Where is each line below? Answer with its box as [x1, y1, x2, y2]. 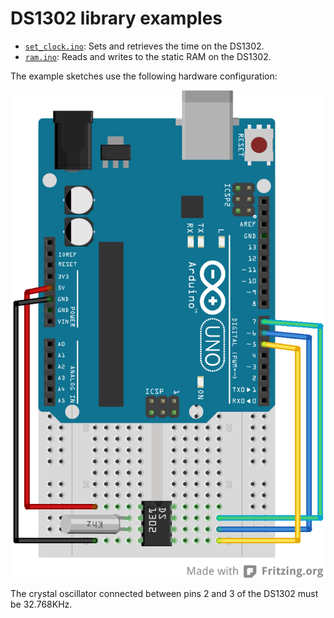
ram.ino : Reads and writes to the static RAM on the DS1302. [24, 50, 272, 62]
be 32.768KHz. [10, 598, 73, 610]
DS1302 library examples [10, 7, 223, 30]
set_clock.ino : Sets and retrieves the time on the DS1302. [24, 40, 265, 52]
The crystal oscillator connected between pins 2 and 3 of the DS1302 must [10, 587, 319, 599]
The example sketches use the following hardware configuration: [10, 70, 278, 82]
